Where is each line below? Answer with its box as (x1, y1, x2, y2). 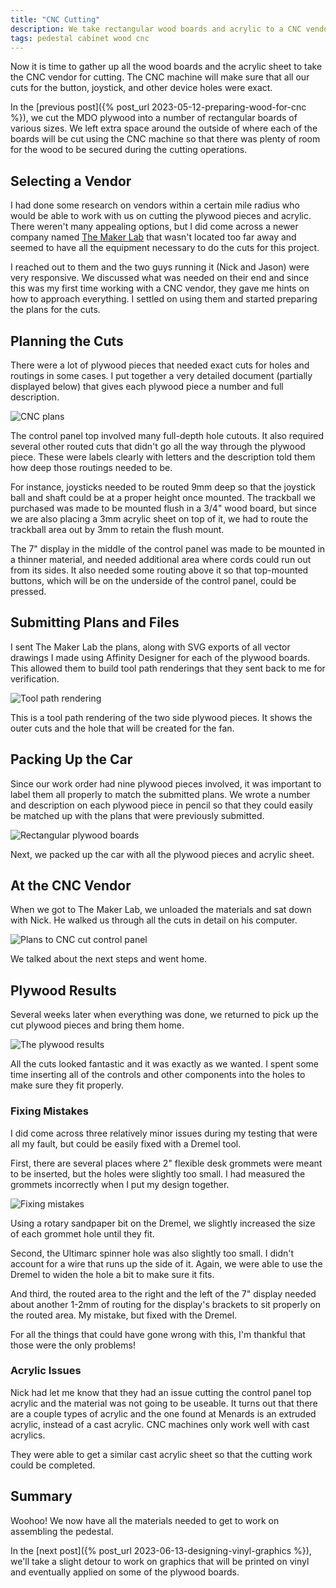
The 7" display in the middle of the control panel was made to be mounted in (10, 543, 326, 555)
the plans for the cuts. (10, 304, 101, 316)
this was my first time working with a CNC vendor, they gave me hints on (10, 282, 310, 295)
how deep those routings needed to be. (10, 462, 173, 473)
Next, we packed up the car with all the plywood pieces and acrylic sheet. (10, 848, 315, 860)
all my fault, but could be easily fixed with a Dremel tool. (10, 1137, 242, 1150)
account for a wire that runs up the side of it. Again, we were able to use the (10, 1257, 323, 1270)
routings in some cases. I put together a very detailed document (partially (10, 370, 313, 381)
